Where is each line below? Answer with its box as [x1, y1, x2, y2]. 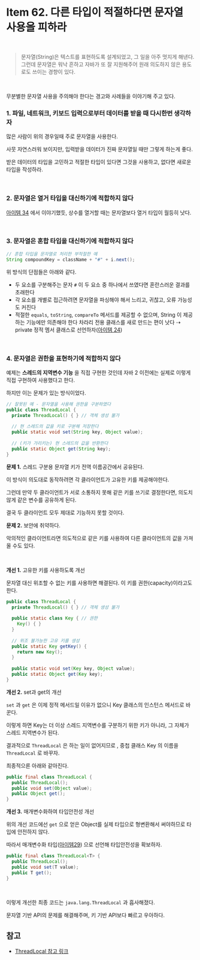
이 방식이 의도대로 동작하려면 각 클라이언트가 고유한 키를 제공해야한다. [6, 476, 169, 483]
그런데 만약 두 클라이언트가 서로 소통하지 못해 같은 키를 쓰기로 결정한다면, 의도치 [6, 488, 193, 496]
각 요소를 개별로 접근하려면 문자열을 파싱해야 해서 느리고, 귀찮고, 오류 [14, 296, 177, 303]
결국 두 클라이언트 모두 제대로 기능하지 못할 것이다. [6, 509, 125, 516]
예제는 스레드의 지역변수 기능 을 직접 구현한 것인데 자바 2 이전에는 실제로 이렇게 [6, 369, 191, 376]
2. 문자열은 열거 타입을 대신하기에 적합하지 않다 [6, 194, 134, 202]
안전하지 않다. [17, 828, 50, 836]
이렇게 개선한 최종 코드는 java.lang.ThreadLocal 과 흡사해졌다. [6, 899, 155, 906]
